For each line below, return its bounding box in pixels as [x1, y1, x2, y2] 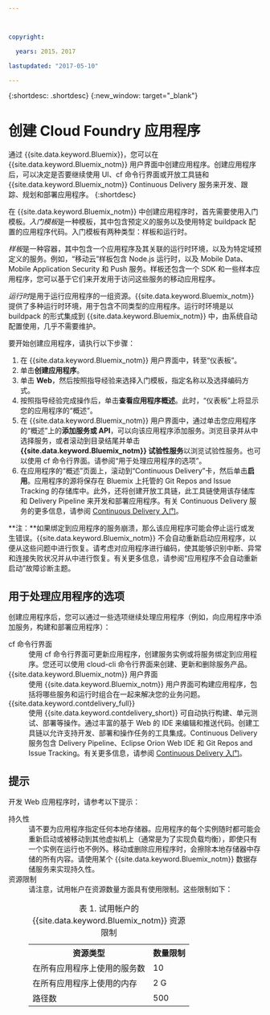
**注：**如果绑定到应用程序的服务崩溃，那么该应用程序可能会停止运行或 [8, 523, 248, 533]
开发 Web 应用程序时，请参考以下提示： [8, 796, 141, 806]
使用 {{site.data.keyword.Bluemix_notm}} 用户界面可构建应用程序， [28, 680, 251, 690]
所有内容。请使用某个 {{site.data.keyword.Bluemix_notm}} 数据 [42, 853, 251, 864]
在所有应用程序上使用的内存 [32, 977, 138, 988]
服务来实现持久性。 [35, 864, 99, 874]
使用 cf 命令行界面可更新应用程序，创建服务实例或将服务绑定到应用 [28, 649, 251, 659]
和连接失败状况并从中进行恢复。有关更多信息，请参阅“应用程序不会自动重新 [8, 554, 259, 563]
